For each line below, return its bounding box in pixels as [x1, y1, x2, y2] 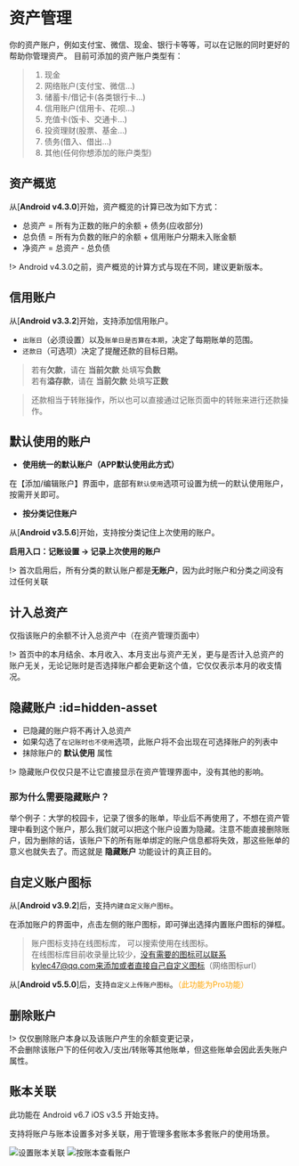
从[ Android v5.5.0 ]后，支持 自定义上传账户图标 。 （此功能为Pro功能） [9, 979, 249, 990]
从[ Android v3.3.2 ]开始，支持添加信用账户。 [9, 315, 174, 326]
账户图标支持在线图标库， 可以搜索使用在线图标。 [30, 938, 214, 949]
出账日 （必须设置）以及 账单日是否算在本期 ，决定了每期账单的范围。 [21, 334, 258, 345]
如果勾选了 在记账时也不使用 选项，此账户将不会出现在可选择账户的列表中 [21, 737, 279, 746]
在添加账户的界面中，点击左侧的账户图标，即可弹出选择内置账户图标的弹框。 [9, 919, 290, 930]
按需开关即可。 [9, 489, 64, 500]
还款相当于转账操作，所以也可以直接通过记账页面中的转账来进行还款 [30, 394, 281, 405]
